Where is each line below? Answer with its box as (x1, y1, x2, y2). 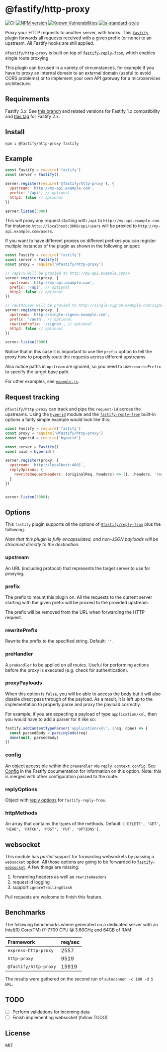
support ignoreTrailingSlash (12, 885, 73, 890)
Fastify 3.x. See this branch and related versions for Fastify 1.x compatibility (5, 108, 160, 114)
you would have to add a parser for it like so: (5, 716, 96, 722)
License (5, 1029, 30, 1038)
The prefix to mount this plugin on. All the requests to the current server (5, 594, 153, 600)
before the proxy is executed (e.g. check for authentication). (5, 667, 128, 673)
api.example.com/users (5, 229, 52, 234)
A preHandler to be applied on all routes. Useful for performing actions (5, 662, 149, 668)
